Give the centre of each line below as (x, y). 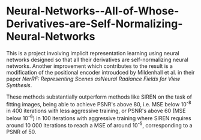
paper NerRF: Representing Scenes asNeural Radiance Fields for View (93, 79)
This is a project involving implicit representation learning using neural (93, 53)
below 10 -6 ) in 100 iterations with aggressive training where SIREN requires (99, 117)
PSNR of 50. (21, 132)
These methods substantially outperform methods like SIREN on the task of (99, 97)
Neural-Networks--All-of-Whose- (93, 11)
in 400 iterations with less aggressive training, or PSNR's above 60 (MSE (96, 111)
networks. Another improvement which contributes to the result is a (89, 66)
